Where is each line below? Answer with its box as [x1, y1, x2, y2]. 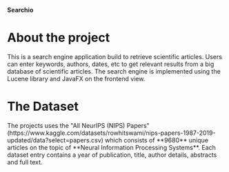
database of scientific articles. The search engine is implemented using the [7, 67, 221, 75]
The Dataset [7, 99, 79, 114]
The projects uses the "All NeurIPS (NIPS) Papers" [7, 121, 150, 129]
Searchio [7, 6, 34, 14]
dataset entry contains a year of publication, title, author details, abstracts [7, 151, 217, 159]
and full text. [7, 158, 43, 166]
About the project [7, 30, 110, 45]
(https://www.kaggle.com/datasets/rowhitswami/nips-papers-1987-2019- [7, 129, 216, 137]
